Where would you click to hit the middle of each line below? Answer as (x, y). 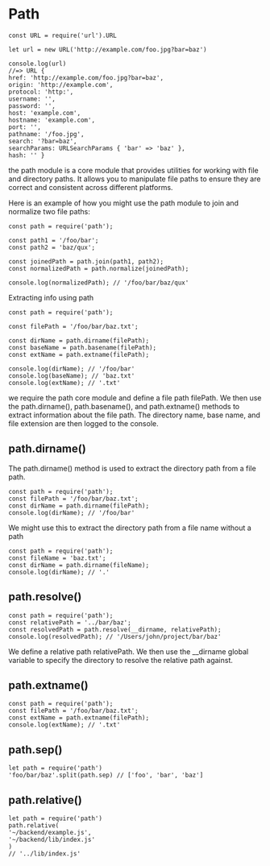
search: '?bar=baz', (43, 141)
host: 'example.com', (45, 113)
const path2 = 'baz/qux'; (52, 247)
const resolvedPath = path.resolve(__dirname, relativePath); (115, 629)
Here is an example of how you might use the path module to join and (124, 203)
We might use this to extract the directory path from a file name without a (130, 528)
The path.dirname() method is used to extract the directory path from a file (132, 468)
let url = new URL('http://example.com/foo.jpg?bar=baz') (108, 49)
